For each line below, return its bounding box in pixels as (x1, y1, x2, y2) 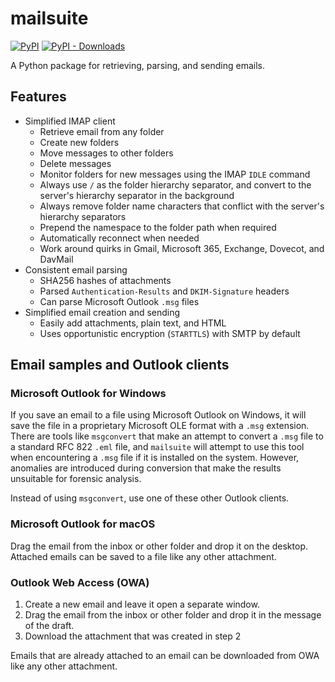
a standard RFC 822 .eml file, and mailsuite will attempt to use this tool (10, 441, 305, 453)
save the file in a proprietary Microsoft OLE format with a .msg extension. (10, 420, 310, 432)
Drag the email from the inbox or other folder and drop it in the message (24, 609, 322, 621)
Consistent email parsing (24, 263, 128, 276)
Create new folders (39, 136, 120, 148)
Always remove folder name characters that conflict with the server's (39, 200, 325, 212)
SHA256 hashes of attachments (39, 274, 172, 286)
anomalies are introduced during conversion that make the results (10, 462, 282, 474)
